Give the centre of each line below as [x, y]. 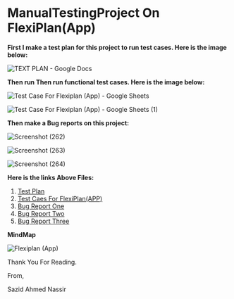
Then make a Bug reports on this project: [68, 123]
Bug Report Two [41, 213]
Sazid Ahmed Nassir [37, 289]
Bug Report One [41, 206]
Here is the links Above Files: [50, 177]
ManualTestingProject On [84, 13]
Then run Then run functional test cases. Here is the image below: [106, 82]
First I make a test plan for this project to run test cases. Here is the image [117, 47]
